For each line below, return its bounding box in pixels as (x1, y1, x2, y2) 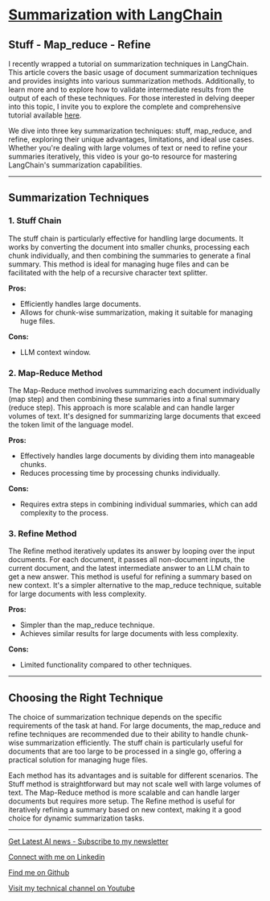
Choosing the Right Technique (8, 691, 163, 705)
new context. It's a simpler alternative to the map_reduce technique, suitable (8, 581, 262, 590)
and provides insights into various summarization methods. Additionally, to (8, 76, 255, 85)
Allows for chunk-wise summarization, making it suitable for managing (19, 308, 253, 317)
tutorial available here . (8, 110, 82, 120)
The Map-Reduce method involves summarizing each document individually (8, 385, 260, 395)
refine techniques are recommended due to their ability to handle (8, 729, 223, 739)
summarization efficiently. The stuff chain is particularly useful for (25, 738, 243, 748)
